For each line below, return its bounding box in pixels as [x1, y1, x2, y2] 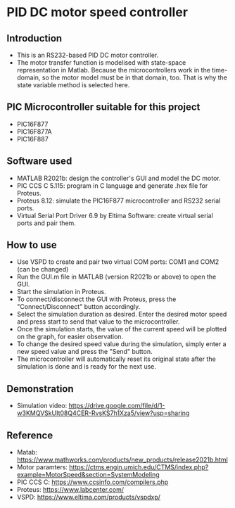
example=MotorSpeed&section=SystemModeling [16, 471, 160, 479]
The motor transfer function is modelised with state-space [16, 58, 186, 67]
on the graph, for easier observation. [16, 332, 124, 341]
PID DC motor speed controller [6, 4, 188, 20]
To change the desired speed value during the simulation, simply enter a [16, 340, 227, 348]
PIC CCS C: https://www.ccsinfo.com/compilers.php [16, 478, 169, 486]
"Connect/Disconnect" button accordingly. [16, 303, 141, 311]
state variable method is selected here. [16, 81, 130, 89]
